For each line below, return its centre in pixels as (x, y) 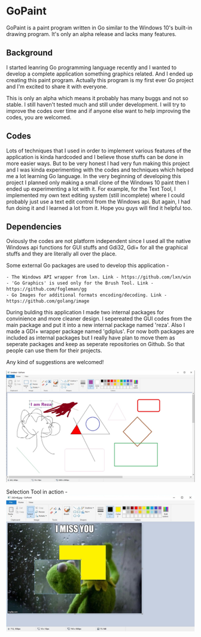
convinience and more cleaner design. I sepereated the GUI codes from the (99, 318)
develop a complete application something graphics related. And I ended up (100, 74)
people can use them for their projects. (54, 351)
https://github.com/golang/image (48, 301)
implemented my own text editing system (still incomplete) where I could (95, 195)
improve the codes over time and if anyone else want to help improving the (98, 111)
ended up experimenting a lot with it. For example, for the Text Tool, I (91, 189)
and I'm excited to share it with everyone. (57, 86)
